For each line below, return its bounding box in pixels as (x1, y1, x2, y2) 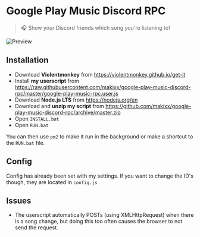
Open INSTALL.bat (14, 115, 60, 122)
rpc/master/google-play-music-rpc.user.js (14, 90, 119, 97)
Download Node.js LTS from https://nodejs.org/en (14, 96, 138, 103)
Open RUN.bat (14, 121, 49, 128)
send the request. (14, 224, 58, 231)
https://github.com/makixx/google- (105, 102, 192, 109)
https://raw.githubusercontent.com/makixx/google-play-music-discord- (14, 83, 191, 90)
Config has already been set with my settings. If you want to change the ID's (6, 172, 193, 179)
